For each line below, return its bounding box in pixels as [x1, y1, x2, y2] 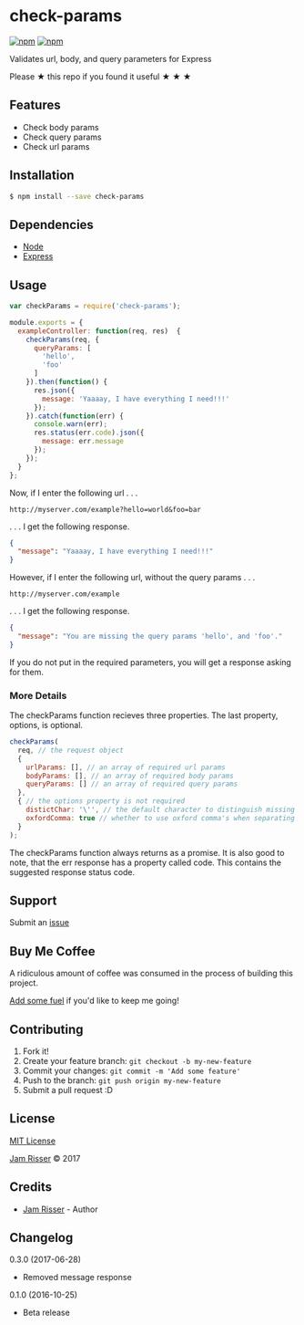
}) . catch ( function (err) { [25, 412, 125, 421]
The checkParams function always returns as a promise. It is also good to [9, 847, 285, 858]
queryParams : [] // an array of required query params [25, 779, 238, 789]
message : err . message [42, 437, 125, 446]
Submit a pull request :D [22, 1085, 114, 1096]
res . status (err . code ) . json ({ [33, 428, 145, 438]
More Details [9, 689, 67, 702]
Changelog [9, 1230, 74, 1246]
